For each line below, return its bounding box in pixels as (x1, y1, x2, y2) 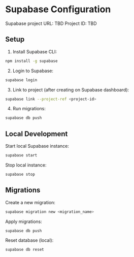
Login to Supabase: (12, 68, 54, 74)
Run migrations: (12, 106, 46, 112)
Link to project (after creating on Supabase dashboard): (12, 86, 129, 92)
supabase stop (5, 172, 36, 177)
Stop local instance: (5, 162, 47, 168)
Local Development (5, 130, 68, 138)
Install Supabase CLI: (12, 48, 57, 54)
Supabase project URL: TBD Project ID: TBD (5, 20, 97, 26)
